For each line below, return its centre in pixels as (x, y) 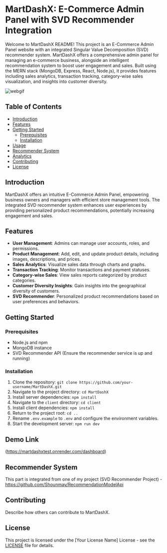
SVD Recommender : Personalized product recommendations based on (86, 296)
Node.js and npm (30, 343)
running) (21, 359)
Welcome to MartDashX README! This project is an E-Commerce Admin (80, 44)
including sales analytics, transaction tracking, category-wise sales (74, 76)
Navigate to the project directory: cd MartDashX (60, 392)
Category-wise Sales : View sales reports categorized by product (80, 275)
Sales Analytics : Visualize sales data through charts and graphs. (79, 265)
